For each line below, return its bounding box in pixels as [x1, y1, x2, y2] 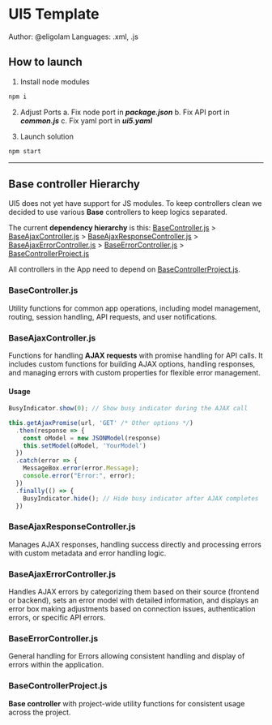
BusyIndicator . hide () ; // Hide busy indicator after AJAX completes [23, 494, 259, 503]
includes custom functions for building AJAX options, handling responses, [8, 358, 256, 369]
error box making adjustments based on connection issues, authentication [8, 604, 256, 614]
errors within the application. [8, 660, 104, 670]
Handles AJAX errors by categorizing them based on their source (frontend [8, 587, 260, 597]
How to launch [8, 55, 83, 69]
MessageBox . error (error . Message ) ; [23, 464, 139, 473]
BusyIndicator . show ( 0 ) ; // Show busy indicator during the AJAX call [8, 405, 249, 413]
